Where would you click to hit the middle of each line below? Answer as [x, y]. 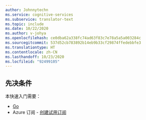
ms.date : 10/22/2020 [27, 29]
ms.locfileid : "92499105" [32, 62]
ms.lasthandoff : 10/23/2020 [35, 57]
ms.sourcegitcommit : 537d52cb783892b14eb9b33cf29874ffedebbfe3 [73, 43]
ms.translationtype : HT [30, 47]
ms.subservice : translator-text [39, 19]
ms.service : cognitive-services [39, 15]
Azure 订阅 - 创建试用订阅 [39, 112]
